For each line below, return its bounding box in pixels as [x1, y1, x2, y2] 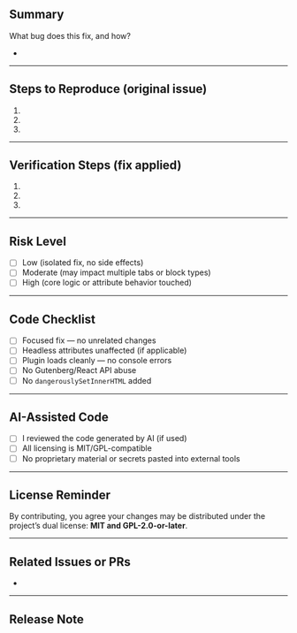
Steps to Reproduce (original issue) [9, 81, 208, 96]
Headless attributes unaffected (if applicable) [21, 345, 187, 356]
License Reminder [9, 487, 111, 502]
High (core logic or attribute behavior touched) [21, 278, 193, 288]
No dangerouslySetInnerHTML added [21, 375, 152, 385]
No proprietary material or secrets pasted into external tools [21, 453, 240, 463]
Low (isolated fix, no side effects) [21, 257, 144, 268]
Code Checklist [9, 311, 95, 326]
